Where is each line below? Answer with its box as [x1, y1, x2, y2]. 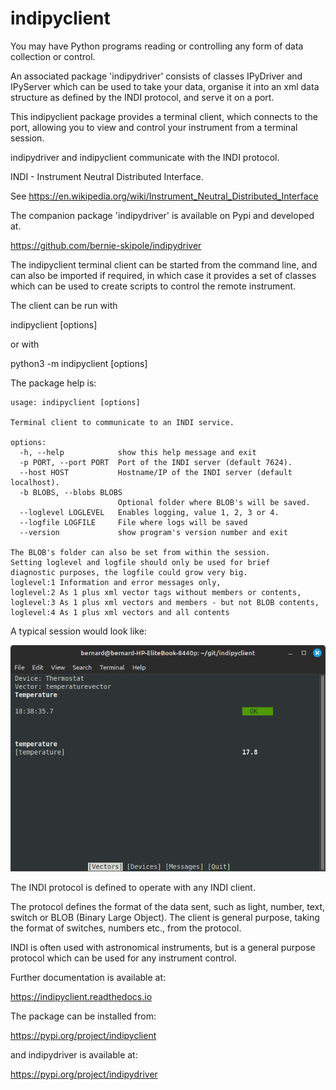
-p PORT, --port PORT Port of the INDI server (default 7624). [19, 457, 293, 467]
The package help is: [10, 377, 97, 389]
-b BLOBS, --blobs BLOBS [19, 487, 123, 497]
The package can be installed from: [10, 1010, 157, 1022]
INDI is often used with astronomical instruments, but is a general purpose [10, 942, 316, 954]
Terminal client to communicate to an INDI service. [10, 417, 235, 427]
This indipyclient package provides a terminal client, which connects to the [10, 110, 318, 122]
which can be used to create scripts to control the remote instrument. [10, 280, 297, 292]
